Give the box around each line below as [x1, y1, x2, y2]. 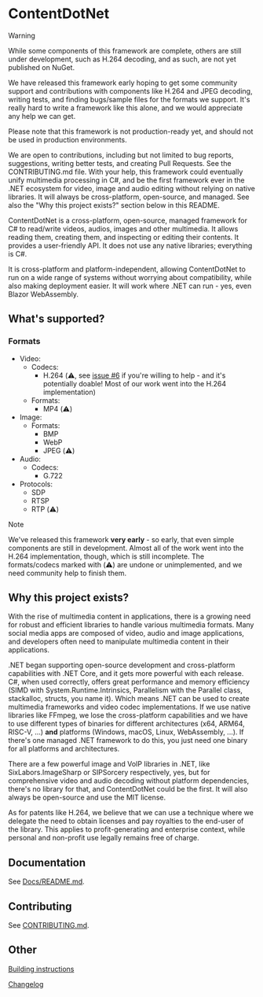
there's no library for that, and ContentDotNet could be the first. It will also [8, 785, 248, 794]
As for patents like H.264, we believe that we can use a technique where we [8, 808, 254, 818]
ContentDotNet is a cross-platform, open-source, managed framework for [8, 216, 247, 225]
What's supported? [8, 312, 105, 326]
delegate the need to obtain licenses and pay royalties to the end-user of [8, 816, 244, 826]
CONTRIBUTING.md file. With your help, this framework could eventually [8, 167, 243, 176]
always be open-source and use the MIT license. [8, 792, 166, 803]
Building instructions [8, 964, 75, 973]
